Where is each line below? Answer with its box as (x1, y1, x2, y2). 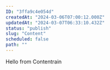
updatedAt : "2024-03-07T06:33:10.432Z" (5, 20, 105, 26)
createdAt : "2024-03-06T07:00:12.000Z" (5, 14, 105, 20)
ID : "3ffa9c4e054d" (5, 8, 54, 15)
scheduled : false (5, 36, 49, 42)
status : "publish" (5, 25, 51, 31)
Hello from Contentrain (5, 58, 62, 65)
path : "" (5, 42, 27, 48)
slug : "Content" (5, 31, 46, 37)
